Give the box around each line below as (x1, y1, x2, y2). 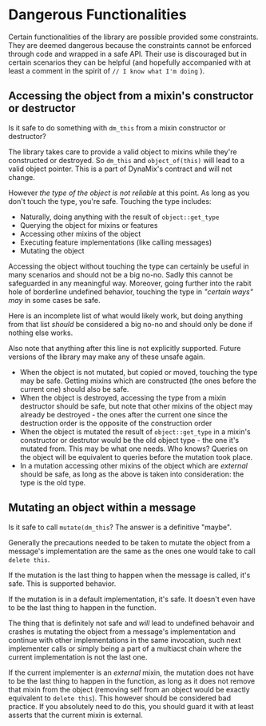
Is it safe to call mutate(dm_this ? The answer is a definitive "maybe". (8, 522, 232, 532)
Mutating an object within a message (8, 501, 197, 515)
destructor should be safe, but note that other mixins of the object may (19, 401, 253, 411)
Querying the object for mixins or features (19, 220, 158, 229)
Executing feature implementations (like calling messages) (19, 237, 212, 247)
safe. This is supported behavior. (8, 578, 117, 588)
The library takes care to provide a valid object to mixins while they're (8, 146, 237, 157)
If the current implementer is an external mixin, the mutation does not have (8, 668, 254, 677)
